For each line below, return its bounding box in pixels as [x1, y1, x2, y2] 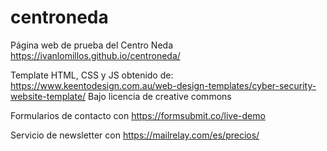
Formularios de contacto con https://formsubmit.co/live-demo [10, 109, 266, 121]
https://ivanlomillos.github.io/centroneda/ [10, 49, 181, 61]
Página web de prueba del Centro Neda [10, 39, 174, 51]
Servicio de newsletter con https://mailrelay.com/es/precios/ [10, 129, 260, 141]
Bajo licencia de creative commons [88, 90, 232, 102]
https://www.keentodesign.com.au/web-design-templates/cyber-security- [10, 79, 317, 91]
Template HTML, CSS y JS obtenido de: [10, 69, 174, 81]
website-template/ [10, 90, 87, 102]
